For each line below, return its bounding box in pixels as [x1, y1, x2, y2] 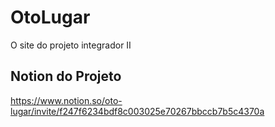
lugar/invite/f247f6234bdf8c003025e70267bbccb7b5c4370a [10, 105, 265, 117]
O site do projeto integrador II [10, 39, 132, 51]
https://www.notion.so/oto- [10, 94, 123, 106]
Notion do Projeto [10, 68, 122, 85]
